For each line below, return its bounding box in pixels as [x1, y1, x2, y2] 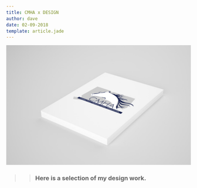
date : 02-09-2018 [6, 22, 49, 28]
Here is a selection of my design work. [35, 174, 147, 182]
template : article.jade [6, 28, 64, 34]
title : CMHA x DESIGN [6, 9, 59, 15]
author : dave [6, 15, 38, 22]
